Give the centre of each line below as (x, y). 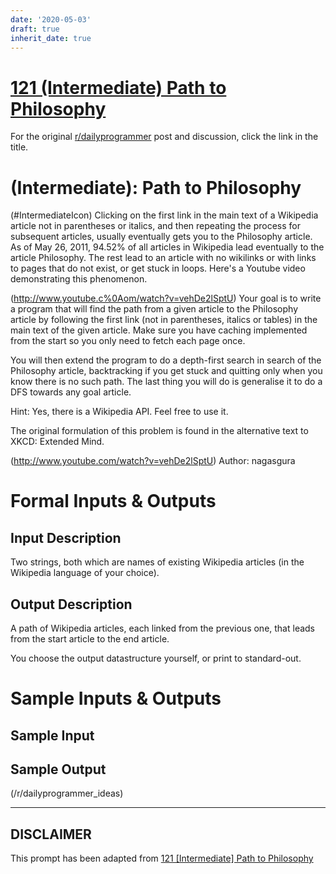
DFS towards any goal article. (71, 392)
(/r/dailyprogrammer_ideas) (67, 793)
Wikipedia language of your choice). (85, 573)
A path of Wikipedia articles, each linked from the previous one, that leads (163, 628)
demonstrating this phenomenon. (79, 279)
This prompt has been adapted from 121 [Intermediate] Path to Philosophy (162, 858)
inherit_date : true (51, 38)
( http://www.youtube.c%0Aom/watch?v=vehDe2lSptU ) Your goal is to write (166, 298)
